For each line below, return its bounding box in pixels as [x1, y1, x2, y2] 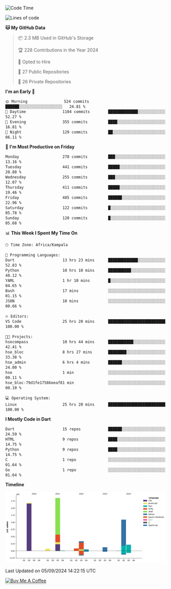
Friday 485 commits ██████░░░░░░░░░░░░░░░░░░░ [5, 195, 166, 200]
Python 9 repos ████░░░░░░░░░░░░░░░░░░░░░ [5, 447, 166, 452]
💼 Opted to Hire [17, 59, 51, 65]
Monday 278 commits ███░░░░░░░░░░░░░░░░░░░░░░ [5, 154, 166, 159]
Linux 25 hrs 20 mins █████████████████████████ [5, 402, 166, 407]
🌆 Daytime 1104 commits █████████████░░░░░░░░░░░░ [5, 109, 166, 114]
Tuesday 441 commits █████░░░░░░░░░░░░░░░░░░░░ [5, 164, 166, 170]
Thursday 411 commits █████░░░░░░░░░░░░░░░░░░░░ [5, 185, 166, 190]
